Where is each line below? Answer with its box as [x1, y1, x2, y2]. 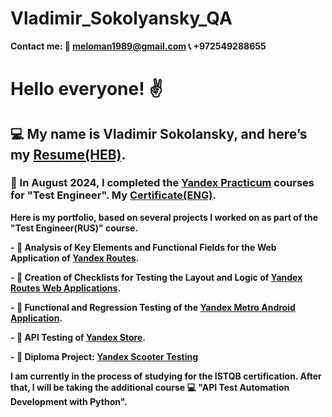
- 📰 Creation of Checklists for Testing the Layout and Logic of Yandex [10, 271, 303, 283]
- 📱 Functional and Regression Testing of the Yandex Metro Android [10, 301, 296, 313]
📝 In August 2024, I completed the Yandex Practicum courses [10, 176, 315, 190]
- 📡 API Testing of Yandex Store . [10, 331, 146, 343]
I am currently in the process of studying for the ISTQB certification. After [10, 370, 322, 382]
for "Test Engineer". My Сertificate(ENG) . [10, 188, 217, 202]
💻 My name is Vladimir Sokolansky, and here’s [10, 125, 308, 142]
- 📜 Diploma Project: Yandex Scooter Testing [10, 350, 199, 362]
